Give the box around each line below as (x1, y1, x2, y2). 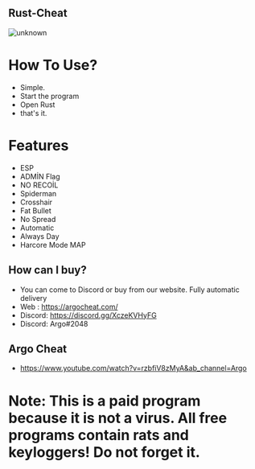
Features (8, 136, 69, 154)
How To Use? (8, 56, 98, 74)
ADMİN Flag (19, 171, 60, 181)
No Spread (19, 214, 56, 224)
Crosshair (19, 197, 53, 207)
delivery (19, 293, 47, 302)
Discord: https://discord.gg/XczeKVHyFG (19, 310, 157, 320)
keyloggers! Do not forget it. (8, 442, 201, 461)
